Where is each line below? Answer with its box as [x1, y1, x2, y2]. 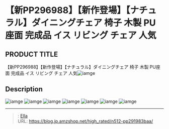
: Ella [17, 112, 28, 118]
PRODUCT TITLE [5, 50, 58, 58]
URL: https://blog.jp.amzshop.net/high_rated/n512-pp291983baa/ [17, 118, 153, 124]
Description [5, 85, 43, 93]
